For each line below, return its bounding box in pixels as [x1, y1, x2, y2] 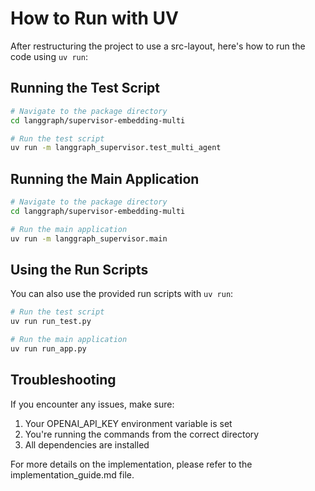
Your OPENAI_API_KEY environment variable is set [24, 417, 233, 429]
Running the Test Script [10, 80, 160, 97]
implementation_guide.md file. [10, 468, 135, 481]
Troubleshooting [10, 372, 117, 389]
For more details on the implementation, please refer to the [10, 458, 253, 470]
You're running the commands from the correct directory [24, 428, 260, 440]
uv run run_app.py [10, 344, 87, 354]
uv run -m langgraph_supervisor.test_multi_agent [10, 143, 222, 153]
